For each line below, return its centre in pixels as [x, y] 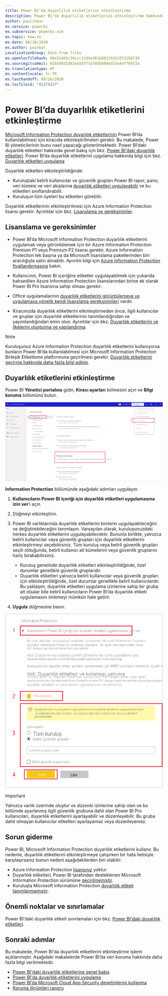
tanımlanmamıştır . [30, 891]
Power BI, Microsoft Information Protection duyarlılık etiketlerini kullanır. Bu [82, 849]
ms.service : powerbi [27, 27]
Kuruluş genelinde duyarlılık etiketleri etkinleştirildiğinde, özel [83, 565]
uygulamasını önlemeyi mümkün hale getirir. [65, 597]
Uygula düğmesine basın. [39, 607]
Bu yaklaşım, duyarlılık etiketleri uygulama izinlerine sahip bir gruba [89, 586]
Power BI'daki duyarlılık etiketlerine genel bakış [61, 972]
